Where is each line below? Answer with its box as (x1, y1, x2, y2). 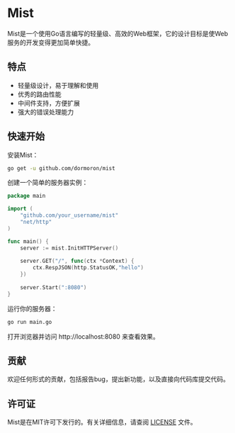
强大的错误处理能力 (17, 108, 74, 116)
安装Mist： (7, 150, 39, 159)
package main (7, 193, 46, 200)
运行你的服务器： (7, 304, 57, 313)
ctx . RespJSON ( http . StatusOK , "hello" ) (33, 264, 144, 271)
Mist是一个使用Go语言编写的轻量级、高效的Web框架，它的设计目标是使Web (7, 29, 229, 38)
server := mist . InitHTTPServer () (20, 244, 119, 252)
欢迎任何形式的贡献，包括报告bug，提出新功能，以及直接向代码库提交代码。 (7, 375, 230, 383)
